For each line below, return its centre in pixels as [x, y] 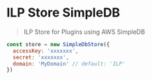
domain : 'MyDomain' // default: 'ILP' [69, 63]
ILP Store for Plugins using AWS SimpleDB [84, 32]
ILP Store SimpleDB [63, 13]
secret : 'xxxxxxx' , [41, 57]
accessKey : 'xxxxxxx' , [46, 51]
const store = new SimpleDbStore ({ [58, 44]
